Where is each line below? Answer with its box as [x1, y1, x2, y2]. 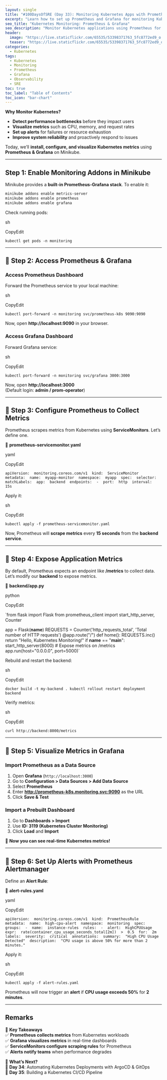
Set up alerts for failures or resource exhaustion [12, 129, 111, 135]
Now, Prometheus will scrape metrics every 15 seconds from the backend [5, 531, 159, 537]
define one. [5, 432, 29, 438]
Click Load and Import [12, 828, 59, 834]
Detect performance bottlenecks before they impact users [12, 118, 134, 124]
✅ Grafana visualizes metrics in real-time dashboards [5, 1037, 117, 1043]
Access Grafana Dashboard [5, 333, 73, 340]
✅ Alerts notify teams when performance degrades [5, 1049, 112, 1055]
